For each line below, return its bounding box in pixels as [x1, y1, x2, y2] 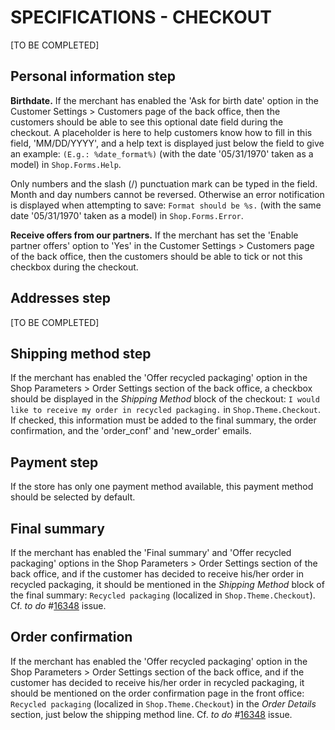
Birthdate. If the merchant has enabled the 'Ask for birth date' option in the [10, 94, 319, 106]
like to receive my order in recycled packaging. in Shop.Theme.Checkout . [10, 404, 322, 416]
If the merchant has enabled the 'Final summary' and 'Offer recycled [10, 547, 292, 558]
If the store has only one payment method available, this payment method [10, 481, 314, 493]
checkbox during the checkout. [10, 261, 139, 273]
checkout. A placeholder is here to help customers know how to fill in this [10, 126, 313, 138]
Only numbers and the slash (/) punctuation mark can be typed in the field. [10, 177, 318, 190]
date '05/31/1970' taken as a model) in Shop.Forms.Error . [10, 209, 244, 221]
